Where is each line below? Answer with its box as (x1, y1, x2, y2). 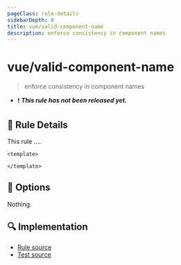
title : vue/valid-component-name (7, 23, 104, 30)
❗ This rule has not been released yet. (17, 96, 127, 105)
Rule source (17, 243, 52, 251)
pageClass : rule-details (7, 10, 79, 17)
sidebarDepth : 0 (7, 17, 54, 24)
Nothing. (7, 200, 33, 208)
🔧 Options (7, 182, 51, 194)
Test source (17, 250, 52, 259)
